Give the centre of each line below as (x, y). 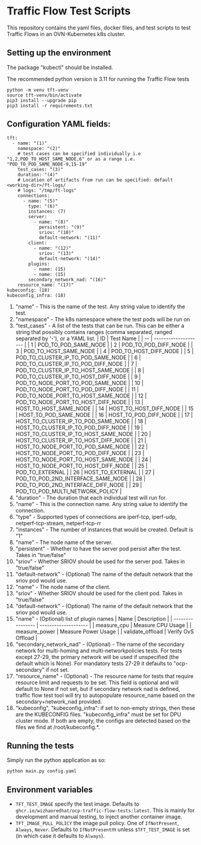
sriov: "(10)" (56, 232)
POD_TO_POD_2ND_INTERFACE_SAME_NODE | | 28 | (80, 479)
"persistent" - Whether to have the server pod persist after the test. (98, 548)
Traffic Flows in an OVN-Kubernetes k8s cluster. (66, 34)
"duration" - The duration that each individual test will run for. (91, 497)
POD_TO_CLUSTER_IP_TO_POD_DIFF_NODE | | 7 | (76, 363)
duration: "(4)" (38, 175)
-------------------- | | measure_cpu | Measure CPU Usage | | (115, 625)
